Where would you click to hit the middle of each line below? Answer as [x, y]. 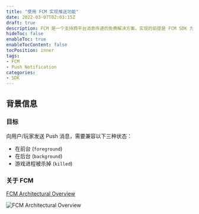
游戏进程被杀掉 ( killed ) [44, 163]
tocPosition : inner [30, 51]
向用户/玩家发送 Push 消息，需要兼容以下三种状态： [69, 136]
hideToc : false [25, 34]
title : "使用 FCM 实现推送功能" [42, 12]
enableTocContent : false [37, 45]
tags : [13, 56]
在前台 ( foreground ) [38, 149]
